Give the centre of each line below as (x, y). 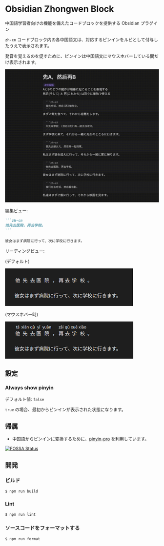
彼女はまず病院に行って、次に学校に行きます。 (45, 241)
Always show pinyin (29, 388)
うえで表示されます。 (31, 45)
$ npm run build (21, 491)
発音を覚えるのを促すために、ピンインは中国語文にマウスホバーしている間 (80, 56)
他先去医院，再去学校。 (25, 225)
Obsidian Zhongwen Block (60, 9)
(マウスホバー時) (22, 314)
